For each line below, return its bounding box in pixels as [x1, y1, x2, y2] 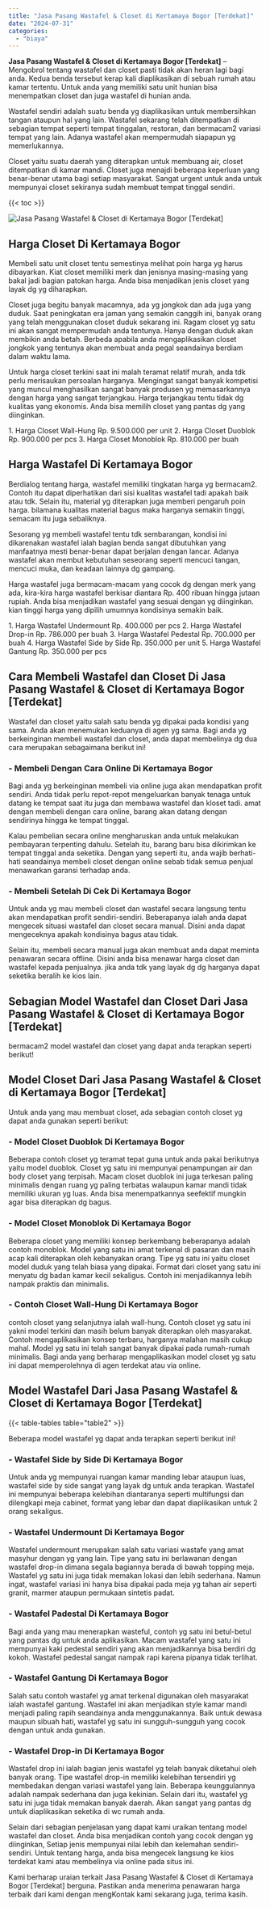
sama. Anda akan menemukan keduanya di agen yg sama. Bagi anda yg [8, 725, 247, 735]
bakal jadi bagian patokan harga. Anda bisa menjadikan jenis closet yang [8, 276, 250, 285]
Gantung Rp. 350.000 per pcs [8, 646, 107, 656]
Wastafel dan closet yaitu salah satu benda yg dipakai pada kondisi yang [8, 716, 250, 726]
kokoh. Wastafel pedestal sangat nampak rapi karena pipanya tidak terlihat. [8, 1652, 258, 1662]
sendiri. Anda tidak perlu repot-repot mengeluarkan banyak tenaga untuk [8, 789, 251, 799]
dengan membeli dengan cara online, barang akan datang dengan [8, 806, 227, 816]
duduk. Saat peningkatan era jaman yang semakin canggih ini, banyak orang [8, 309, 262, 319]
